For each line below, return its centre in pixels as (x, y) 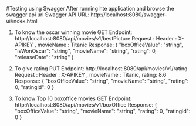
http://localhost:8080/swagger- (129, 15)
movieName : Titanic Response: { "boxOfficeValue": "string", (110, 45)
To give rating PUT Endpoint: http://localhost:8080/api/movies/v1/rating (101, 69)
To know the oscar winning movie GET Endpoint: (73, 32)
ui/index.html (22, 21)
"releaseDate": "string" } (44, 57)
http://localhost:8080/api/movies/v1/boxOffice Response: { (86, 105)
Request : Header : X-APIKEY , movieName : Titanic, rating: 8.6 (90, 75)
